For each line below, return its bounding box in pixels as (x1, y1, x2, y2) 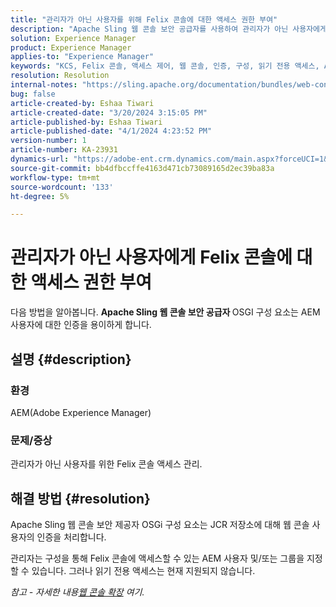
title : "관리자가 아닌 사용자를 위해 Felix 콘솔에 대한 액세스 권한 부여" (10, 14, 278, 25)
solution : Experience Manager (10, 33, 137, 43)
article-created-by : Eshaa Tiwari (10, 98, 155, 108)
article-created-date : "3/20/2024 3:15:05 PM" (10, 107, 208, 118)
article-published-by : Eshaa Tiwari (10, 117, 163, 127)
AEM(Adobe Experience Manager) (10, 406, 152, 418)
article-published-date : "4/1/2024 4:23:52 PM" (10, 126, 213, 136)
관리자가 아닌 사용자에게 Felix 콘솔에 (10, 246, 293, 269)
